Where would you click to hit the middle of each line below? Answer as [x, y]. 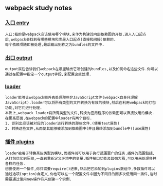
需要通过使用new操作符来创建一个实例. [38, 179]
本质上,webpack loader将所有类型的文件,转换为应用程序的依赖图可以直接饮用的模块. [80, 113]
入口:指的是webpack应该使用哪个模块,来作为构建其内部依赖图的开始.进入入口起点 [76, 34]
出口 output [19, 58]
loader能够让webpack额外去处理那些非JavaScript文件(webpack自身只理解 [71, 98]
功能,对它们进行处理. [24, 108]
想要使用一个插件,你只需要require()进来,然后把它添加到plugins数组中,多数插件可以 [80, 169]
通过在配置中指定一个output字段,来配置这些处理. [48, 74]
